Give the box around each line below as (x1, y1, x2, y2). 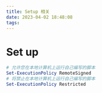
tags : (6, 20, 20, 25)
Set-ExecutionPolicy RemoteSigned (6, 70, 92, 76)
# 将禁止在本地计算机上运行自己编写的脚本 (6, 76, 96, 82)
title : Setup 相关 (6, 8, 50, 15)
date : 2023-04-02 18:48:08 (6, 14, 73, 20)
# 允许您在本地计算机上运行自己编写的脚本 (6, 65, 96, 71)
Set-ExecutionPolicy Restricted (6, 81, 86, 87)
